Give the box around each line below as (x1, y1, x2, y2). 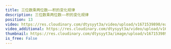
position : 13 (5, 17, 33, 22)
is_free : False (5, 36, 38, 41)
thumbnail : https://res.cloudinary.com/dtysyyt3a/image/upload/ (5, 31, 145, 36)
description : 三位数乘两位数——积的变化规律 (5, 12, 89, 17)
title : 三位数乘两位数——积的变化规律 (5, 7, 75, 13)
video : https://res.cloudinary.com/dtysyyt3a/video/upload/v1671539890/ (5, 21, 163, 27)
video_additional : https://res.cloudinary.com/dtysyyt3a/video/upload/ (5, 27, 160, 32)
